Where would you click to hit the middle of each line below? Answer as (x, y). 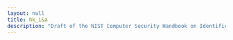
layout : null (26, 13)
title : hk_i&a (28, 20)
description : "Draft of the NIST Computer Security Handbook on (102, 26)
